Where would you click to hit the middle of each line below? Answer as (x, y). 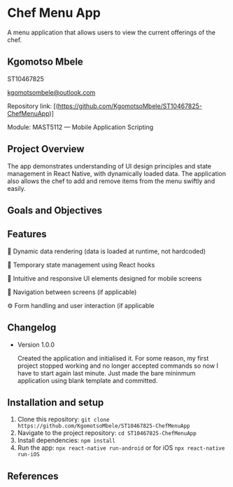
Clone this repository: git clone (63, 420)
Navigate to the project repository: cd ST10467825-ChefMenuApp (107, 433)
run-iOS (28, 455)
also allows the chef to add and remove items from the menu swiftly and (111, 181)
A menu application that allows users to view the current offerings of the (111, 32)
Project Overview (46, 149)
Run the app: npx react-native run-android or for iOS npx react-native (121, 448)
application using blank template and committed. (87, 380)
